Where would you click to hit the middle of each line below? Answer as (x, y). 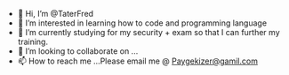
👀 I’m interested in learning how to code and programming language (142, 23)
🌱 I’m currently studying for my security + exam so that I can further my (149, 32)
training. (33, 41)
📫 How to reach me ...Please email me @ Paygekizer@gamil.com (137, 61)
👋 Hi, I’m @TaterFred (56, 14)
